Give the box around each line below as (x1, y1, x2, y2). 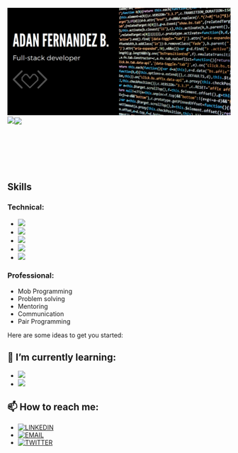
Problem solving (17, 294, 65, 302)
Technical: (7, 202, 45, 212)
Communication (17, 310, 64, 318)
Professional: (7, 271, 55, 280)
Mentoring (17, 302, 48, 310)
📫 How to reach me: (7, 401, 99, 413)
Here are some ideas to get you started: (7, 331, 124, 339)
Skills (7, 181, 32, 193)
